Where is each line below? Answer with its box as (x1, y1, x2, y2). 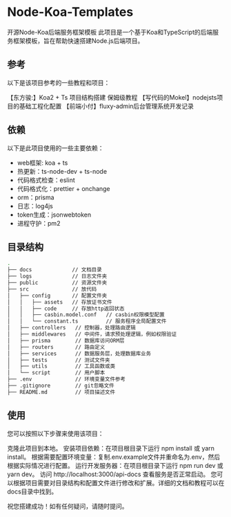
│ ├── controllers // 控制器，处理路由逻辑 (7, 325, 136, 332)
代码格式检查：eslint (17, 176, 75, 184)
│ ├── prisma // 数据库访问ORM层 (7, 337, 125, 344)
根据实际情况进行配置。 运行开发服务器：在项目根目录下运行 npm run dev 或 (7, 461, 223, 469)
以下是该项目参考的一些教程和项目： (7, 78, 110, 87)
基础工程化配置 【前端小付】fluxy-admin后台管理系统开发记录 (19, 102, 194, 110)
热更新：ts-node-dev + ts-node (17, 167, 108, 175)
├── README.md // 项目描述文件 (7, 388, 116, 395)
